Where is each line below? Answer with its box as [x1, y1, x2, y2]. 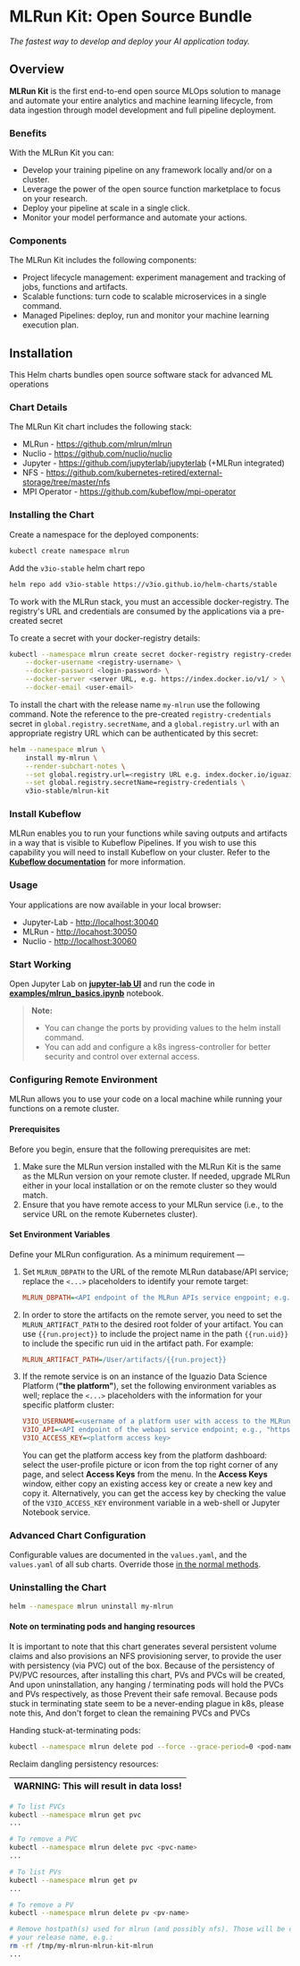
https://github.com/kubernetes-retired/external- [46, 467, 223, 478]
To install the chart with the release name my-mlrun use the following [9, 699, 261, 710]
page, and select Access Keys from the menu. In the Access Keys [21, 1469, 268, 1480]
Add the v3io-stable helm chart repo [9, 562, 146, 574]
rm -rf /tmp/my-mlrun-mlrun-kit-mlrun [9, 1942, 154, 1951]
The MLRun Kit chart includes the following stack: [9, 421, 192, 432]
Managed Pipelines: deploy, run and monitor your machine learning [21, 311, 270, 321]
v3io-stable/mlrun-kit [25, 787, 110, 796]
